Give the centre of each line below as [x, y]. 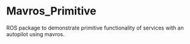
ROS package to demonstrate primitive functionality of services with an [95, 28]
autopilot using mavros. [35, 34]
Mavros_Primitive [51, 11]
